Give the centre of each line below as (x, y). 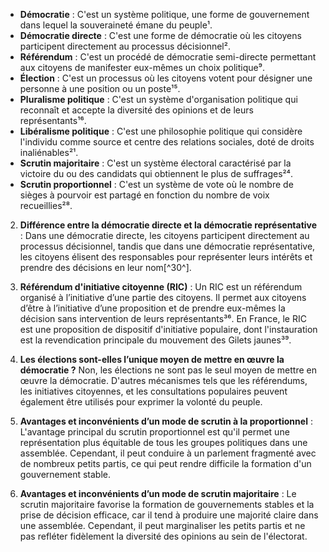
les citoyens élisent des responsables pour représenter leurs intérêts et (166, 257)
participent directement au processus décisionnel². (125, 46)
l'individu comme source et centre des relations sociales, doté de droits (167, 142)
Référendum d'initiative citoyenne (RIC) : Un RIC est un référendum (161, 287)
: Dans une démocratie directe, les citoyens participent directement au (164, 235)
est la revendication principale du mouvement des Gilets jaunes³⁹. (155, 340)
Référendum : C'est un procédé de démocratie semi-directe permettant (168, 57)
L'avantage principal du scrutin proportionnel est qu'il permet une (154, 432)
